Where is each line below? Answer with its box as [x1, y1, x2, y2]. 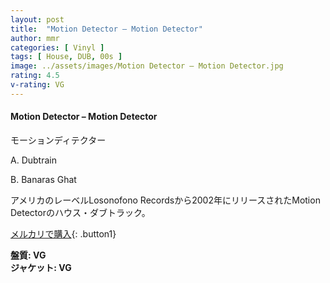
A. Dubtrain [10, 154, 57, 166]
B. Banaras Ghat [10, 173, 77, 185]
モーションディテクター [10, 134, 107, 146]
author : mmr [10, 33, 60, 43]
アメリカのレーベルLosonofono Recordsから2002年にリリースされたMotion [10, 194, 321, 206]
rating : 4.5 [10, 71, 60, 81]
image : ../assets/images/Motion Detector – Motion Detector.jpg [10, 61, 284, 71]
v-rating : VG [10, 80, 65, 90]
